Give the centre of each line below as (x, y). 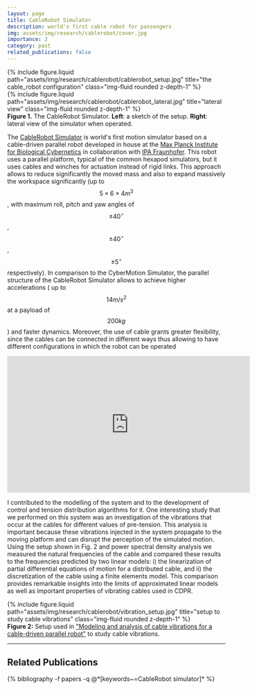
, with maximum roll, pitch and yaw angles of (71, 204)
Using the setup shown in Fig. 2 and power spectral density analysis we (109, 547)
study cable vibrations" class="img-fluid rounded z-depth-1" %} (99, 619)
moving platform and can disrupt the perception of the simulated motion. (111, 540)
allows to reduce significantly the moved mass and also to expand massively (116, 173)
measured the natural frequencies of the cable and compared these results (114, 554)
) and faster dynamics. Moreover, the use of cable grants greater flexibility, (114, 332)
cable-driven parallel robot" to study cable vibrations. (83, 634)
